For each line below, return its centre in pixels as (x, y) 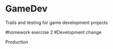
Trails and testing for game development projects (56, 22)
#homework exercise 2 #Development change (53, 32)
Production (17, 42)
